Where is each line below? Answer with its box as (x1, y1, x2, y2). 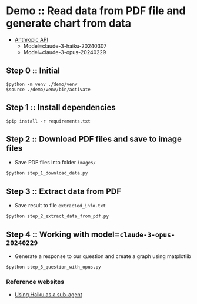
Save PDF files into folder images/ (14, 159, 96, 166)
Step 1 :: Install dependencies (6, 103, 116, 113)
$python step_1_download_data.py (6, 170, 88, 176)
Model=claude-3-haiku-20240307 (23, 42, 107, 49)
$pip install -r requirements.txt (6, 118, 91, 124)
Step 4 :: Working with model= (6, 229, 120, 239)
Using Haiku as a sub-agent (14, 291, 82, 298)
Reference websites (6, 277, 65, 286)
